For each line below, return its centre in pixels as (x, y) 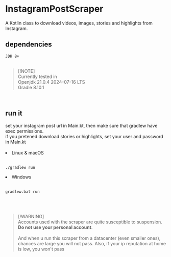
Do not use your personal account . (55, 227)
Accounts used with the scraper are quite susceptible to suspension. (90, 222)
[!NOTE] (26, 71)
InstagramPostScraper (54, 9)
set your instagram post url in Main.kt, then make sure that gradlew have (81, 125)
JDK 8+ (12, 56)
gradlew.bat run (22, 192)
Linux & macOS (28, 152)
